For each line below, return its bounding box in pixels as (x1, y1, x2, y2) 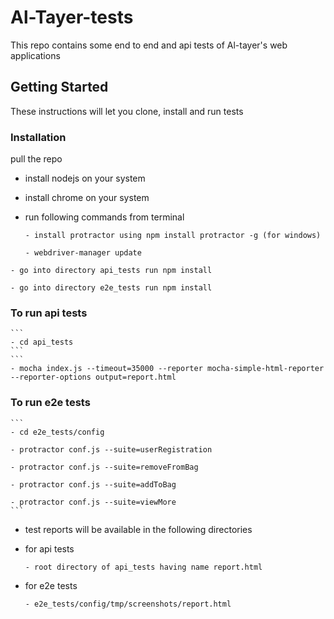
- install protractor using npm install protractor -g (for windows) (24, 231, 322, 241)
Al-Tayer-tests (10, 6, 134, 29)
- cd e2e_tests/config (10, 427, 105, 437)
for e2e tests (24, 579, 78, 591)
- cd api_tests (10, 337, 74, 348)
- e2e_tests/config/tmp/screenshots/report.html (24, 599, 232, 609)
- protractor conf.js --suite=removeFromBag (10, 462, 199, 472)
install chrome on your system (24, 192, 150, 204)
